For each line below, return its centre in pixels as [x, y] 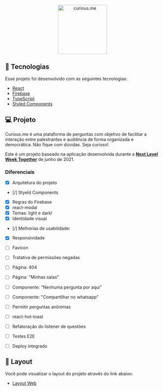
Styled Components [32, 104]
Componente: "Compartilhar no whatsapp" [55, 297]
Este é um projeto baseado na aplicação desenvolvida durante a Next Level [81, 154]
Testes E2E [24, 336]
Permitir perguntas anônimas [41, 307]
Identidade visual [29, 219]
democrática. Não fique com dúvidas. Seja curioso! [57, 144]
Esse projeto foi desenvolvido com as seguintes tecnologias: [66, 78]
